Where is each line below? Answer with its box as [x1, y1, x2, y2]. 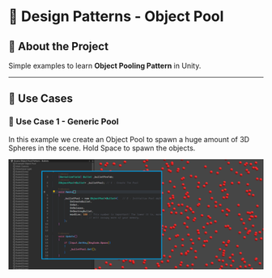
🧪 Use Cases [8, 92, 74, 106]
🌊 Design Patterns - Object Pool [8, 7, 224, 26]
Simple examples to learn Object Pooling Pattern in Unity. [8, 61, 202, 70]
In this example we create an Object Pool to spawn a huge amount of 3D [8, 134, 249, 144]
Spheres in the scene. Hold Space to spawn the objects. [8, 143, 196, 153]
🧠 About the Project [8, 40, 109, 53]
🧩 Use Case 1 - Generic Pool [8, 116, 119, 128]
